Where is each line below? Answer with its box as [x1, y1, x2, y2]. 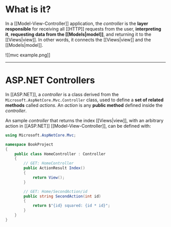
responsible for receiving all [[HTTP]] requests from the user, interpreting [5, 25, 161, 32]
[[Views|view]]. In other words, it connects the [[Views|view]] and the [5, 37, 151, 43]
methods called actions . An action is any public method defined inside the [5, 102, 163, 108]
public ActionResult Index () [23, 165, 85, 171]
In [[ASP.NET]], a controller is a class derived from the [5, 91, 119, 97]
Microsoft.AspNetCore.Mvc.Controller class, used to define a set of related [5, 97, 164, 103]
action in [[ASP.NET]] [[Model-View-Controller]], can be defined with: [5, 123, 151, 129]
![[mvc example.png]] [5, 52, 51, 58]
